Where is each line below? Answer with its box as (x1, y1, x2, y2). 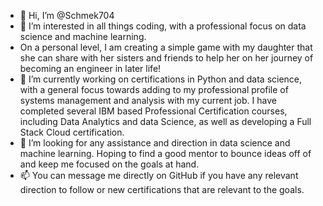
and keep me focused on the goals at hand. (19, 158, 200, 170)
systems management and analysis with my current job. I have (19, 95, 277, 106)
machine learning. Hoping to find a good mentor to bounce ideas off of (19, 148, 312, 159)
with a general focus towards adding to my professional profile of (19, 84, 289, 95)
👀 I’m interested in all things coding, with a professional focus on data (19, 20, 307, 32)
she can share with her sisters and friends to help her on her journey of (19, 52, 314, 64)
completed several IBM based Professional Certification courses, (19, 105, 288, 117)
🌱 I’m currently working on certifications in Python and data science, (19, 73, 303, 85)
